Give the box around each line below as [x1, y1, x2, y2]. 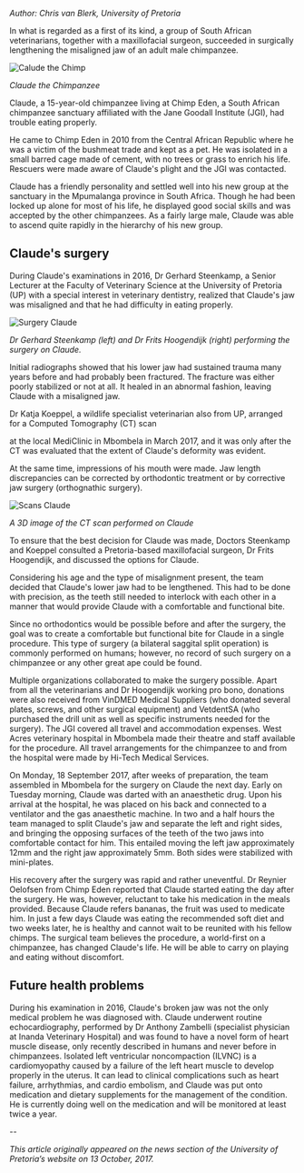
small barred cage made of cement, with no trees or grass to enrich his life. [9, 154, 290, 165]
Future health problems [9, 977, 145, 994]
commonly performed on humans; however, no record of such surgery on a [9, 647, 291, 658]
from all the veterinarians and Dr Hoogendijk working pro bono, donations [9, 684, 285, 695]
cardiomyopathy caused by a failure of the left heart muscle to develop [9, 1059, 275, 1071]
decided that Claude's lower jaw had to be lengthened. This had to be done [9, 581, 291, 592]
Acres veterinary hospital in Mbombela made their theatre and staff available [9, 732, 296, 744]
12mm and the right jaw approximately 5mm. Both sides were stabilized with [9, 847, 293, 857]
